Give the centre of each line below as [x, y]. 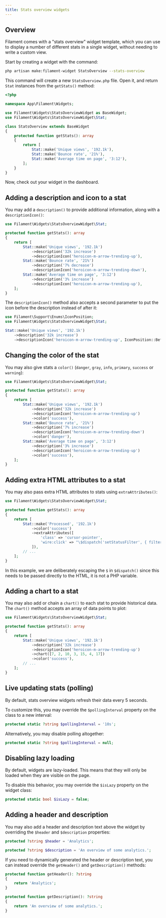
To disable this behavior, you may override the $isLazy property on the [77, 785]
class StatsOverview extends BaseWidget [47, 126]
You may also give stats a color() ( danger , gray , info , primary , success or [80, 367]
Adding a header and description [57, 815]
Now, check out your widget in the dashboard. [52, 182]
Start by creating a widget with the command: [52, 62]
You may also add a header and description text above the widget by [75, 827]
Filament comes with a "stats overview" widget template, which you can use [83, 42]
